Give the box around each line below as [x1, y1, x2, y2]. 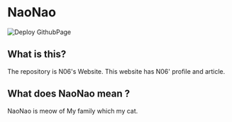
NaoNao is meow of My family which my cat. [7, 106, 138, 115]
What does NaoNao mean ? [7, 88, 131, 100]
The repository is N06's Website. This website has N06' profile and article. [7, 67, 226, 75]
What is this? [7, 48, 67, 60]
